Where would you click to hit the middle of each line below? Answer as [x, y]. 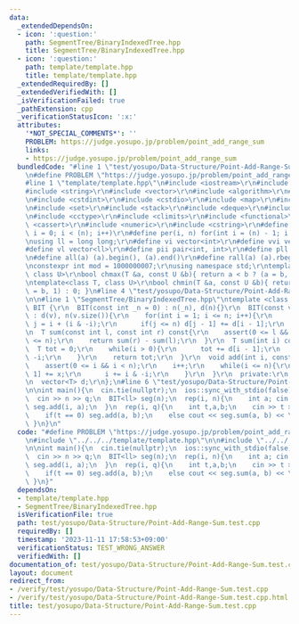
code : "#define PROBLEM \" [67, 432]
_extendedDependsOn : [55, 26]
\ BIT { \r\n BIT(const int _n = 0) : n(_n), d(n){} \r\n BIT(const [155, 308]
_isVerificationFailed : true [71, 100]
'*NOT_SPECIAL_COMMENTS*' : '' [81, 134]
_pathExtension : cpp [55, 109]
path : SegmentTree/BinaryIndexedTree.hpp [103, 42]
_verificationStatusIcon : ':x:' [77, 117]
